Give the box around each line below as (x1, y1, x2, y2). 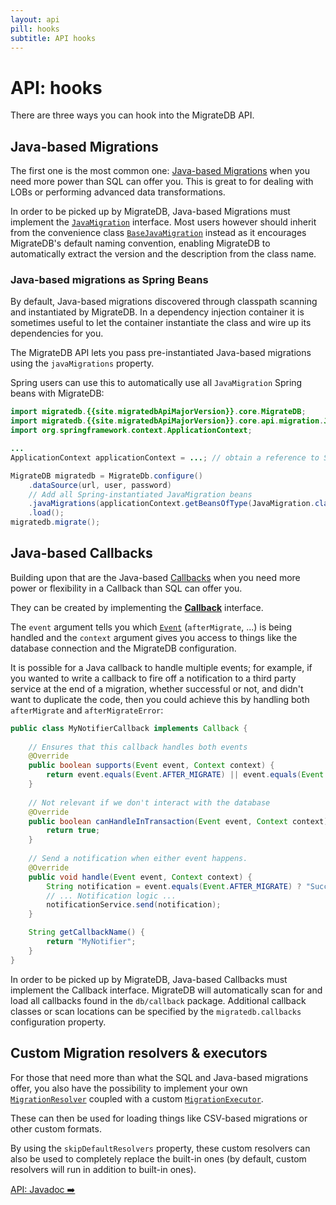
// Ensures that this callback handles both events (28, 742, 248, 752)
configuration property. (10, 1016, 107, 1028)
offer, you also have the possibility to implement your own (10, 1082, 248, 1094)
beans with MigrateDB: (10, 387, 105, 400)
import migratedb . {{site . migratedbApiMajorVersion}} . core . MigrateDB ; (10, 407, 307, 417)
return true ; (46, 826, 101, 836)
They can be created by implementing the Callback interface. (10, 601, 264, 613)
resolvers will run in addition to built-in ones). (10, 1163, 197, 1175)
